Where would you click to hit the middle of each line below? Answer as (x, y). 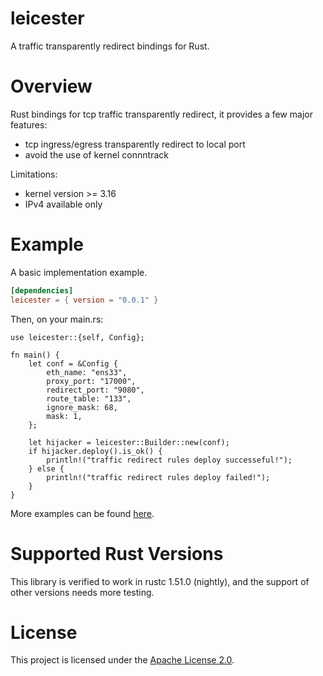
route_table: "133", (89, 398)
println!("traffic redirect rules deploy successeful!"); (169, 460)
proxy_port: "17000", (91, 381)
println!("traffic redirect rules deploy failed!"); (158, 477)
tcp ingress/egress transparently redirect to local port (135, 144)
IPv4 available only (63, 204)
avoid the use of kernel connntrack (96, 154)
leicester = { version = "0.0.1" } (84, 300)
